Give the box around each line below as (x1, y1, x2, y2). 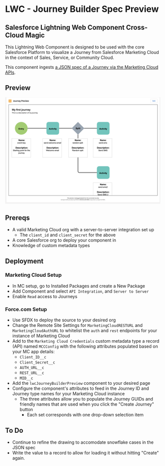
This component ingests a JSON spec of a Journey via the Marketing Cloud (5, 64, 159, 70)
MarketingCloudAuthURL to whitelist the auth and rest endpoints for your (12, 328, 158, 334)
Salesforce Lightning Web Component (5, 23, 125, 32)
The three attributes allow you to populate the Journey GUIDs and (19, 396, 154, 402)
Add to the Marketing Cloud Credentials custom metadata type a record (12, 338, 160, 344)
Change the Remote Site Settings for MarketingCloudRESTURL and (12, 322, 143, 328)
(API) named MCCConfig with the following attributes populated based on (12, 343, 159, 350)
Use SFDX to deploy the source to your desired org (12, 317, 116, 323)
